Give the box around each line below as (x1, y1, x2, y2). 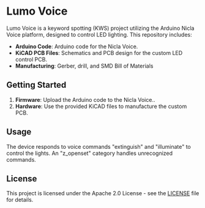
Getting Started (6, 80, 67, 90)
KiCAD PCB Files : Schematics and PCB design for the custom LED (15, 49, 183, 56)
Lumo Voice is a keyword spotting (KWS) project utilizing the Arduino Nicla (6, 24, 195, 32)
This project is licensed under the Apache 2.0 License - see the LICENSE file (6, 190, 199, 197)
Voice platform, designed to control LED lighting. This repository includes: (6, 30, 193, 38)
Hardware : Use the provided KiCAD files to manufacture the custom (15, 102, 187, 110)
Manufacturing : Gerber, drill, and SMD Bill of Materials (15, 62, 154, 70)
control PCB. (15, 56, 48, 63)
